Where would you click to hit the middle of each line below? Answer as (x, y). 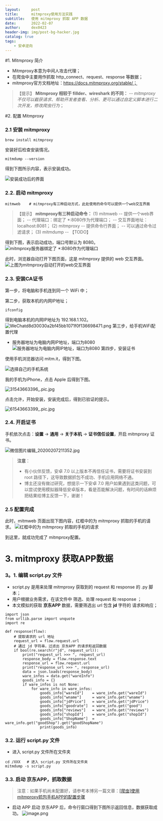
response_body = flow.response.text (60, 659)
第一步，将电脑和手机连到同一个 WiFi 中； (47, 290)
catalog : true (19, 37)
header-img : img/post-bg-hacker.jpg (42, 32)
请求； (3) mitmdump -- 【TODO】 (56, 232)
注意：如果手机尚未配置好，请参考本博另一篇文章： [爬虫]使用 (78, 791)
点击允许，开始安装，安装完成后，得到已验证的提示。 (58, 399)
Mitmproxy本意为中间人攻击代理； (46, 71)
